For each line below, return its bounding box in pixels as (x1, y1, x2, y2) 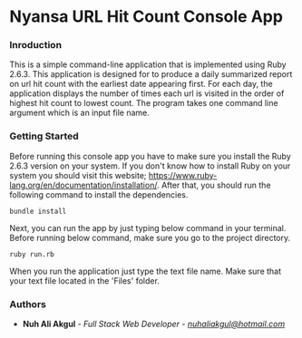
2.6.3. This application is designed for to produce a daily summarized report (9, 69, 293, 80)
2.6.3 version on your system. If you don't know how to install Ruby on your (9, 160, 291, 171)
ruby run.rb (9, 249, 54, 259)
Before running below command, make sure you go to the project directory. (9, 232, 291, 243)
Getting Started (9, 130, 79, 142)
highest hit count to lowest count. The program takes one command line (9, 98, 278, 109)
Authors (9, 297, 47, 310)
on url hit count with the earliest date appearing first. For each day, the (9, 79, 274, 90)
